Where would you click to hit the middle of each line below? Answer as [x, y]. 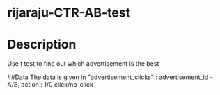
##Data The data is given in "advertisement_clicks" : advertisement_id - [110, 77]
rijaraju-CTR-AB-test [69, 13]
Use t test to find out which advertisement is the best [83, 64]
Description [42, 45]
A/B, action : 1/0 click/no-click [50, 85]
